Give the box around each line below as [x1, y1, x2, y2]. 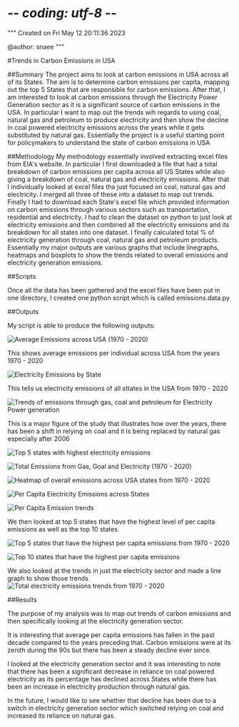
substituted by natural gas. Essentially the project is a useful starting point [7, 131, 225, 139]
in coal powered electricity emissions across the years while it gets [7, 123, 205, 131]
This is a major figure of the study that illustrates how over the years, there [7, 419, 227, 427]
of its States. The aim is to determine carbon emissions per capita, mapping [7, 77, 230, 86]
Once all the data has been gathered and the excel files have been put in [7, 285, 220, 294]
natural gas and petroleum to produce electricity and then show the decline [7, 116, 229, 124]
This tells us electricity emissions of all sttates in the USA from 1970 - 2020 [7, 384, 228, 392]
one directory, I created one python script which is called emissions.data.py [7, 293, 230, 302]
